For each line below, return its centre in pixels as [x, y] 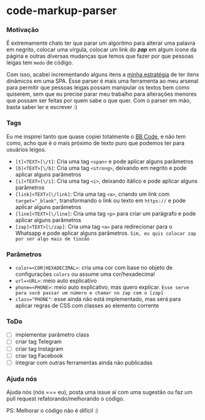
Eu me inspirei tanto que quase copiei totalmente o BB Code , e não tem [96, 136]
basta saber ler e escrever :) [42, 107]
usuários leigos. [26, 149]
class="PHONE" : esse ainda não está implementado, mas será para [98, 299]
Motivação [23, 30]
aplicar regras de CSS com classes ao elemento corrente [87, 306]
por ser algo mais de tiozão [52, 239]
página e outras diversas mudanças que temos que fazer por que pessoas [100, 56]
